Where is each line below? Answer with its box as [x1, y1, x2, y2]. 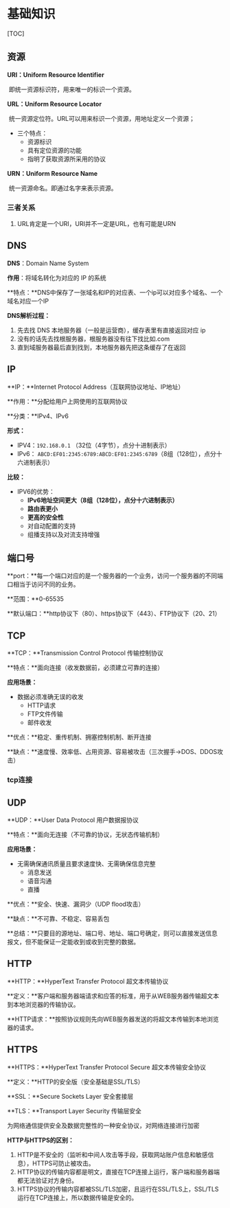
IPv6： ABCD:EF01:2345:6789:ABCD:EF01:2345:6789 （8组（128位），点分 [16, 449, 216, 457]
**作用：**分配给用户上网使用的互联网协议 [7, 397, 128, 405]
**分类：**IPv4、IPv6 [7, 411, 69, 420]
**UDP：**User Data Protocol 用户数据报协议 [7, 816, 139, 824]
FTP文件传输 [27, 710, 63, 718]
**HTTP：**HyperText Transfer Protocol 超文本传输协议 [7, 977, 169, 985]
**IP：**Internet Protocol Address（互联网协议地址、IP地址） [7, 383, 185, 391]
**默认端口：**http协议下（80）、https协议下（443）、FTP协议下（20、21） [7, 609, 221, 618]
